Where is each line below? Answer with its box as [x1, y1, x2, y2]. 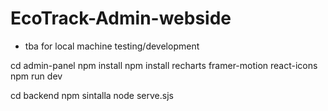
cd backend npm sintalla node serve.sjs [10, 89, 174, 101]
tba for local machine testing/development [24, 40, 200, 52]
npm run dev [10, 70, 63, 82]
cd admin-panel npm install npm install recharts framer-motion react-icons [10, 59, 318, 71]
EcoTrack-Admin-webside [10, 7, 232, 30]
